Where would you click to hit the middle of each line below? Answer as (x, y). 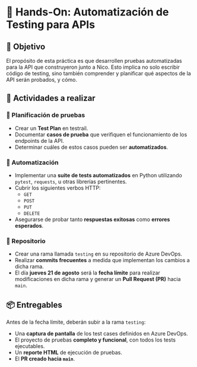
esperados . (29, 225)
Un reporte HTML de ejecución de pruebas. (69, 353)
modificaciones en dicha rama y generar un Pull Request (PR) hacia (98, 279)
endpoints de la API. (39, 141)
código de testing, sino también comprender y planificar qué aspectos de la (99, 73)
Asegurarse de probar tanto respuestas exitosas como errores (92, 219)
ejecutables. (30, 346)
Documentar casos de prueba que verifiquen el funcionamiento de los (101, 134)
